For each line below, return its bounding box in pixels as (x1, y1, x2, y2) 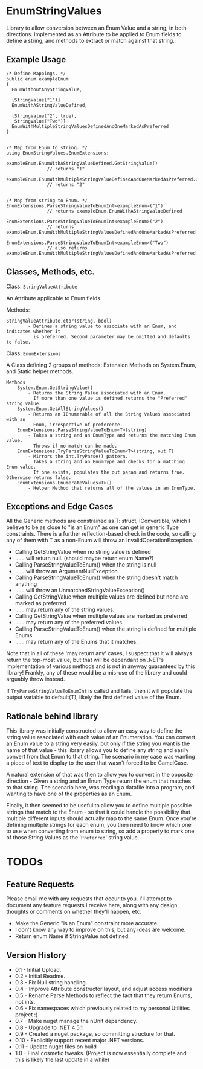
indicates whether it (6, 328, 61, 335)
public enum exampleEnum (6, 75, 69, 82)
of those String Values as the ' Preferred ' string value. (6, 834, 140, 841)
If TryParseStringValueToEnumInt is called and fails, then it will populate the (6, 687, 193, 695)
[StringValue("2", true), (11, 113, 77, 119)
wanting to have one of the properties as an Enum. (6, 790, 132, 798)
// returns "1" (47, 165, 85, 172)
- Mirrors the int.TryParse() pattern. (28, 453, 129, 460)
